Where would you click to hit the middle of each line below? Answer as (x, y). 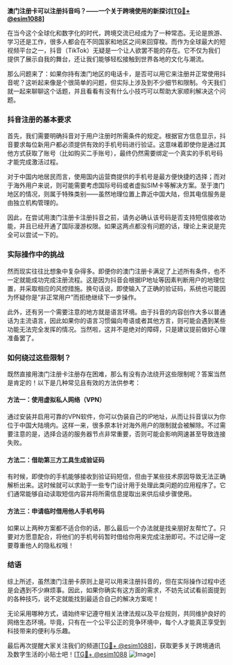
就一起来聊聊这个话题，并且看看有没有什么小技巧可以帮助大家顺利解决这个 (113, 91)
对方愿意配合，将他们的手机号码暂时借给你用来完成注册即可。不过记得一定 (119, 537)
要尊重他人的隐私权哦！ (41, 545)
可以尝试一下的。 (37, 235)
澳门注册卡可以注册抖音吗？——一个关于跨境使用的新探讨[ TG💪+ (99, 11)
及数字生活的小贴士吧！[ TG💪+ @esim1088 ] (81, 654)
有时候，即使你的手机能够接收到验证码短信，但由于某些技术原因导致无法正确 (116, 477)
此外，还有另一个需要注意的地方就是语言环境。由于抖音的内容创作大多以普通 (116, 312)
